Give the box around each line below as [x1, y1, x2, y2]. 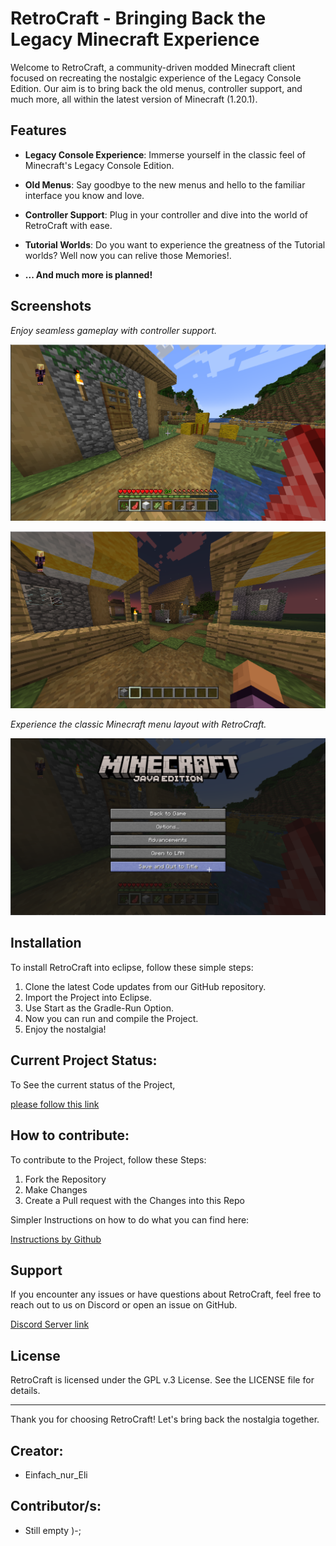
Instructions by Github [10, 1233, 102, 1245]
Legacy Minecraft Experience [10, 28, 260, 51]
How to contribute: [10, 1127, 130, 1144]
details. [10, 1385, 41, 1397]
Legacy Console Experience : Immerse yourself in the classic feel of [24, 148, 306, 161]
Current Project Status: [10, 1052, 158, 1069]
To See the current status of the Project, [10, 1078, 176, 1091]
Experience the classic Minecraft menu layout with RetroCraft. [10, 718, 267, 730]
